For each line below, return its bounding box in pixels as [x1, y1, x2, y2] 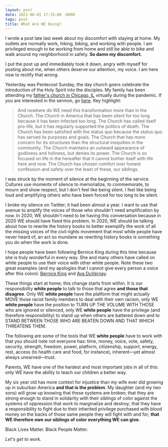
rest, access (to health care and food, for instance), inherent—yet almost [5, 349, 155, 355]
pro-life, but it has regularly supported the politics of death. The [17, 123, 149, 130]
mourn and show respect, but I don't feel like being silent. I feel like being [5, 187, 156, 193]
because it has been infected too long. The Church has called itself [17, 118, 156, 124]
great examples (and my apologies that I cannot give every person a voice [5, 265, 158, 271]
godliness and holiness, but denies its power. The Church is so [17, 150, 147, 156]
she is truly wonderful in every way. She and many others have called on [5, 254, 155, 261]
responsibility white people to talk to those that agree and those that [5, 286, 148, 292]
